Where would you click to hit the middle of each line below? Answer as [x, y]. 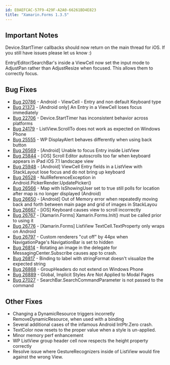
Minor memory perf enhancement [48, 335]
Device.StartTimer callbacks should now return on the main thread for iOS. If [85, 48]
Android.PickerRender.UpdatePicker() [52, 183]
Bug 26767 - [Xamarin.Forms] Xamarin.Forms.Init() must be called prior [87, 215]
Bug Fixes [21, 89]
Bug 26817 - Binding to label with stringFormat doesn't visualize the [83, 258]
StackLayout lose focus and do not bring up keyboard [69, 172]
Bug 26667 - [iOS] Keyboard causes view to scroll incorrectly [77, 210]
